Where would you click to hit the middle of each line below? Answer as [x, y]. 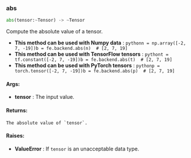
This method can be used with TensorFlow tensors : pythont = [91, 54]
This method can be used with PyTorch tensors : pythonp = [87, 66]
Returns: [17, 110]
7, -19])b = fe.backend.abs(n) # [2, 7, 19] [71, 49]
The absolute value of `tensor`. [47, 123]
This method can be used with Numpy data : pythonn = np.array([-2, [100, 43]
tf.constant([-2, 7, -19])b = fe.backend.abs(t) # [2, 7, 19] [93, 60]
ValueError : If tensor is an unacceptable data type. [77, 149]
